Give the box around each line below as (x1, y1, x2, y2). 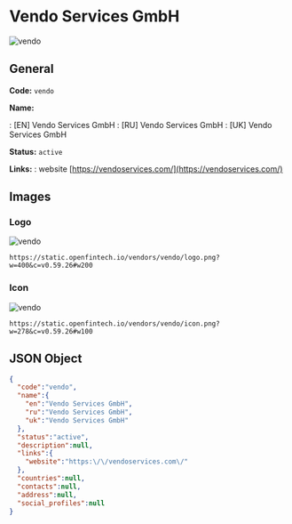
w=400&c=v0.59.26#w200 (9, 261, 93, 270)
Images (9, 189, 51, 205)
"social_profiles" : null (17, 498, 105, 508)
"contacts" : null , (17, 482, 82, 491)
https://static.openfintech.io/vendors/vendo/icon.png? (9, 318, 220, 328)
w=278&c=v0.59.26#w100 (9, 326, 93, 335)
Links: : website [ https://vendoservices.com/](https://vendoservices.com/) (9, 163, 283, 174)
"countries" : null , (17, 474, 86, 483)
